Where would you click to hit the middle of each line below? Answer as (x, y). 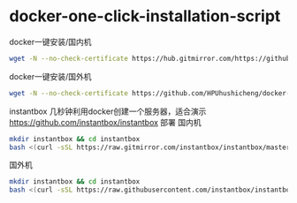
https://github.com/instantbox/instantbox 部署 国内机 (105, 122)
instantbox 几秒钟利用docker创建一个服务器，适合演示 (108, 111)
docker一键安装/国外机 (50, 76)
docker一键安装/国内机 (50, 41)
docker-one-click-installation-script (145, 16)
